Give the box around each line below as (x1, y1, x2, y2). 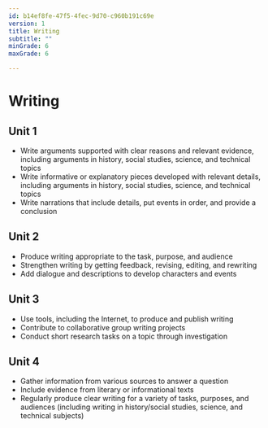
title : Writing (8, 27, 60, 35)
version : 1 (8, 20, 45, 28)
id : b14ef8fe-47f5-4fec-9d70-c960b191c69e (8, 11, 154, 20)
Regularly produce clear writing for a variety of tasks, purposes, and (19, 394, 249, 404)
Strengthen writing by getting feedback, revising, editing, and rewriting (19, 260, 257, 269)
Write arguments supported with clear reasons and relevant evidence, (19, 146, 254, 155)
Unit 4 (8, 355, 41, 369)
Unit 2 (8, 229, 40, 244)
